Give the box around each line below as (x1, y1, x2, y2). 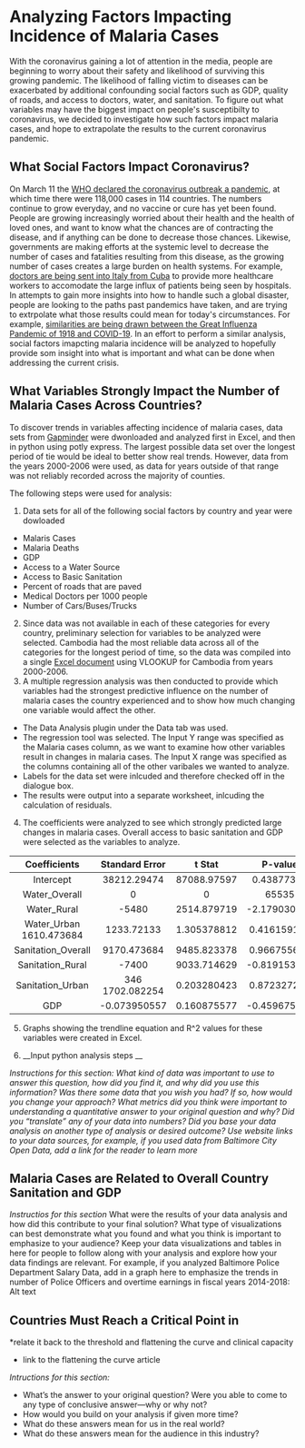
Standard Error (100, 858, 166, 870)
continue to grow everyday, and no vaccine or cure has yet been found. (9, 203, 277, 213)
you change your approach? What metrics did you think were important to (9, 1096, 288, 1107)
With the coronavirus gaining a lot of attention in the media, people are (9, 55, 273, 66)
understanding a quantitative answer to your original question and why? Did (9, 1106, 295, 1116)
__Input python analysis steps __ (22, 1049, 143, 1060)
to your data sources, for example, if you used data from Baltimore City (9, 1135, 277, 1146)
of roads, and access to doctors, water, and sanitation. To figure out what (9, 94, 284, 105)
